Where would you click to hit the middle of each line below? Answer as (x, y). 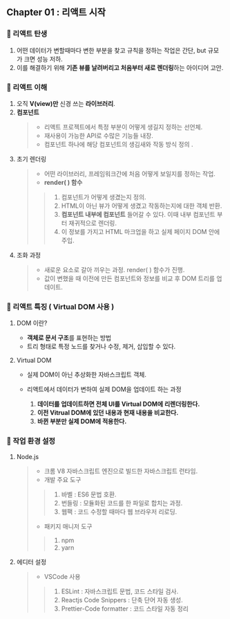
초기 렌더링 (31, 159)
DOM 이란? (32, 323)
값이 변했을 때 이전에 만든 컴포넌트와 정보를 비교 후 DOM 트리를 (130, 278)
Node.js (28, 456)
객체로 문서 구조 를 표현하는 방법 (69, 338)
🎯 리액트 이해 (27, 87)
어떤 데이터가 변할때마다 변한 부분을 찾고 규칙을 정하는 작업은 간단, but (111, 50)
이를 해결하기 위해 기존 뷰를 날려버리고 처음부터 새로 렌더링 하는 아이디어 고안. (120, 67)
